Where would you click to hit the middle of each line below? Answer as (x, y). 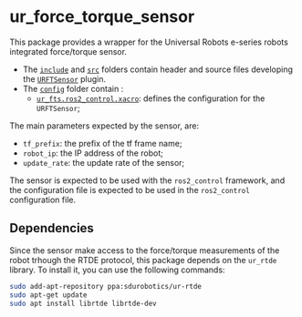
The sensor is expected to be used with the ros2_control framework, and (147, 180)
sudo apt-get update (49, 295)
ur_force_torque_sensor (102, 17)
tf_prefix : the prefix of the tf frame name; (102, 143)
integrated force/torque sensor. (68, 51)
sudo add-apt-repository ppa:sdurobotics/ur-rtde (106, 286)
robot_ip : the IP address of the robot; (93, 153)
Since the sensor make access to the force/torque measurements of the (145, 250)
